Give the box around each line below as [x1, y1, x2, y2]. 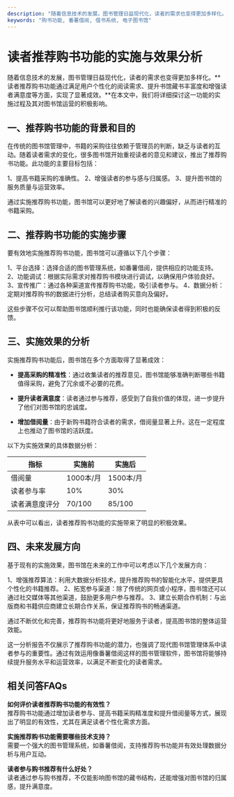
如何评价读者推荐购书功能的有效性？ [7, 700, 111, 708]
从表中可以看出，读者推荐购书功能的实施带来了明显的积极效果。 [7, 518, 190, 527]
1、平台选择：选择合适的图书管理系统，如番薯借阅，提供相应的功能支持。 [7, 263, 217, 272]
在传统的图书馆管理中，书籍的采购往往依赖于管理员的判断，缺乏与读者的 [7, 142, 214, 150]
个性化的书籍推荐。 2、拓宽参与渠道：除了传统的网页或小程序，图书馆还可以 [7, 584, 226, 592]
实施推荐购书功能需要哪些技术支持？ [7, 732, 111, 740]
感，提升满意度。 [7, 782, 56, 790]
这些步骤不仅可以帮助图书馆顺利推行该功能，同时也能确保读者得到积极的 [7, 305, 214, 313]
